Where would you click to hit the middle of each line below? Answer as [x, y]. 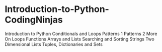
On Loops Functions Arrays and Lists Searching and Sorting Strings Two [79, 39]
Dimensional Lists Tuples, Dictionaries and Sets [54, 44]
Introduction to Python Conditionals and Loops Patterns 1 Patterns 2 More [81, 33]
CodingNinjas [34, 20]
